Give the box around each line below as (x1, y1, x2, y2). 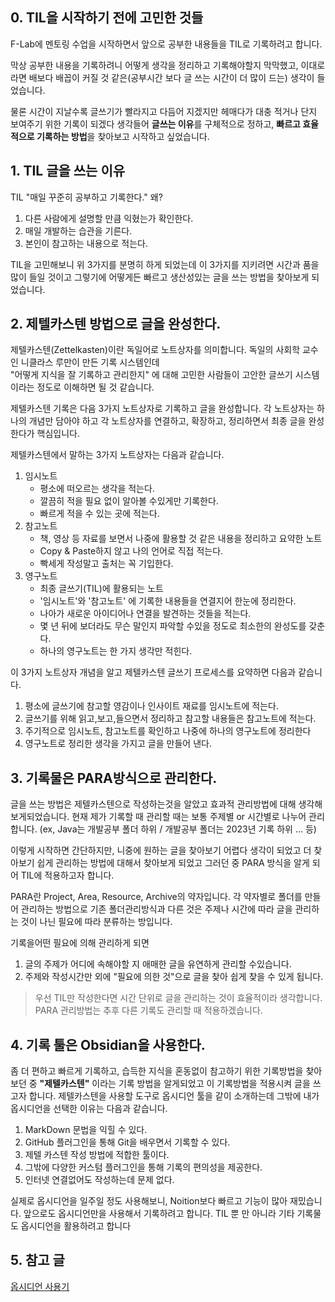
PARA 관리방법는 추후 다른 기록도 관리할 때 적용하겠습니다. (34, 1004, 263, 1017)
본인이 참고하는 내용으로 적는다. (24, 237, 148, 249)
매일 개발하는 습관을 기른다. (24, 224, 133, 237)
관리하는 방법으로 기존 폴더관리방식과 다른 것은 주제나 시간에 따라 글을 (20, 903, 293, 915)
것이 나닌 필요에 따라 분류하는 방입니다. (20, 916, 173, 928)
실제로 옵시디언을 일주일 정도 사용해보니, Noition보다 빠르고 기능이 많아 (10, 1195, 288, 1207)
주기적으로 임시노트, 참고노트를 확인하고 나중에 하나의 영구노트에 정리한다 (24, 725, 312, 737)
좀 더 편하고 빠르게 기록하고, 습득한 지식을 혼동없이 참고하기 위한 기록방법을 (10, 1065, 304, 1077)
